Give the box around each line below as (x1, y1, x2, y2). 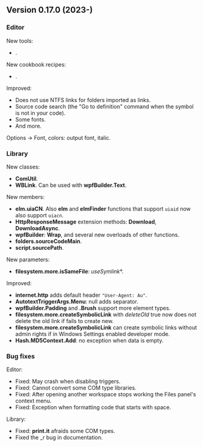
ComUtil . (15, 175, 38, 182)
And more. (15, 122, 42, 129)
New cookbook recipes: (6, 60, 66, 68)
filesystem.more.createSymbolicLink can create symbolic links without (15, 324, 197, 331)
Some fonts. (15, 115, 46, 123)
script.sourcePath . (15, 244, 64, 251)
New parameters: (6, 256, 50, 263)
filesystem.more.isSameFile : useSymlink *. (15, 267, 124, 275)
